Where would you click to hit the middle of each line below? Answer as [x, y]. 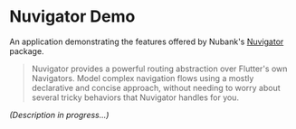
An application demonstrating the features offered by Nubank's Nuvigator [147, 41]
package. [27, 51]
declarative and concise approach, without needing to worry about [156, 88]
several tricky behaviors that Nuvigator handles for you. [135, 97]
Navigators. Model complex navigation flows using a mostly [143, 78]
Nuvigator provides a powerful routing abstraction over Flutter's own [159, 69]
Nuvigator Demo [72, 17]
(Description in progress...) [59, 115]
